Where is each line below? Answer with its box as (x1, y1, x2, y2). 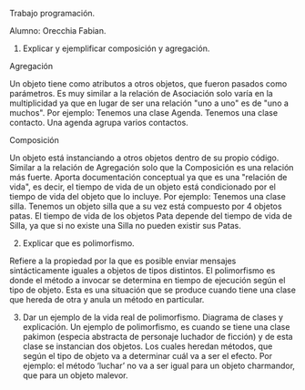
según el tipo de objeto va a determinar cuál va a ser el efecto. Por (22, 351, 273, 361)
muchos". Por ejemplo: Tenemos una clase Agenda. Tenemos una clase (9, 108, 279, 118)
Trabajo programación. (9, 8, 96, 18)
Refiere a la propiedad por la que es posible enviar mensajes (9, 255, 237, 266)
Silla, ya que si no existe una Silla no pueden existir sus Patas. (9, 221, 241, 231)
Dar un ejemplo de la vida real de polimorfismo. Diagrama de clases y (22, 312, 284, 323)
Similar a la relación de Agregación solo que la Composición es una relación (9, 162, 294, 172)
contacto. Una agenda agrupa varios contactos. (9, 118, 188, 128)
